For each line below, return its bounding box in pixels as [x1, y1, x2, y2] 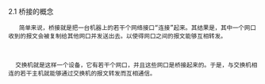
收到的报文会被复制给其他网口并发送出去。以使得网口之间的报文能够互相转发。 [8, 32, 227, 40]
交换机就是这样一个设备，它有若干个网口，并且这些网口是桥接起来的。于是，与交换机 [15, 61, 252, 69]
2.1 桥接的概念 [8, 7, 54, 16]
